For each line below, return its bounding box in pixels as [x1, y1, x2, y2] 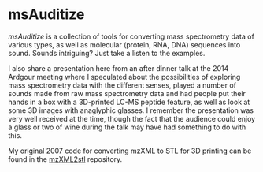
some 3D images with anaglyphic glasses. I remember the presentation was [8, 105, 254, 115]
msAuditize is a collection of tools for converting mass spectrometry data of [8, 32, 254, 41]
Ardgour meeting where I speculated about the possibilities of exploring [8, 72, 241, 81]
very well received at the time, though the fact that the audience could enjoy [8, 114, 256, 123]
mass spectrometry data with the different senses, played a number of [8, 80, 237, 90]
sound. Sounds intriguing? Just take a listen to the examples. [8, 48, 206, 58]
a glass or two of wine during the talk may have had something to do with [8, 122, 246, 132]
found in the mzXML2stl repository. [8, 154, 123, 163]
